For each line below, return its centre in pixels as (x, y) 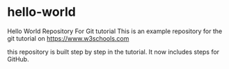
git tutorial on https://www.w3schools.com (68, 38)
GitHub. (18, 59)
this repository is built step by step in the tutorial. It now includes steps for (113, 52)
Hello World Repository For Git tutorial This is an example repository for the (115, 31)
